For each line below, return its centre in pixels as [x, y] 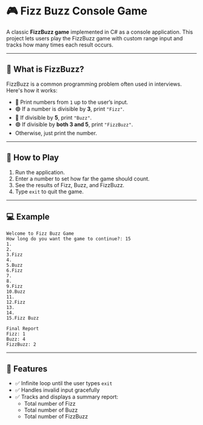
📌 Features [27, 369]
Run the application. [40, 172]
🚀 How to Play [33, 158]
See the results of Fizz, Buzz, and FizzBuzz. [70, 185]
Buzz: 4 [16, 339]
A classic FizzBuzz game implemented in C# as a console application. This [100, 32]
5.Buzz [14, 266]
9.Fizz [14, 287]
